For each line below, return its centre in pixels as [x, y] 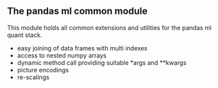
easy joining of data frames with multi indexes [82, 48]
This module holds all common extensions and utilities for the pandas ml [109, 27]
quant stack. [25, 35]
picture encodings [43, 70]
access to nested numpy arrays [62, 55]
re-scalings [33, 77]
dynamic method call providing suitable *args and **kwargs [102, 62]
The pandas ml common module [77, 11]
